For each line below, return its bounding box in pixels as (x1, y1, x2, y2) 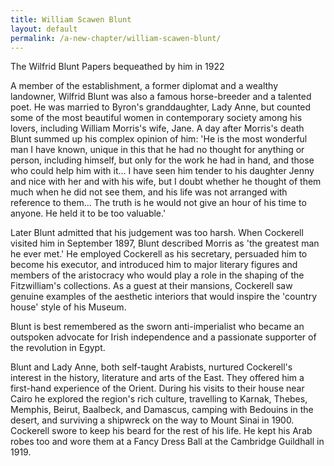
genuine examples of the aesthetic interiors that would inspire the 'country (10, 291, 317, 303)
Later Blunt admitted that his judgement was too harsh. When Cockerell (10, 227, 304, 239)
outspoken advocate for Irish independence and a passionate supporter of (10, 331, 317, 343)
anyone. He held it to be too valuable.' (10, 207, 167, 220)
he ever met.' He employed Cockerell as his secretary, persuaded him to (10, 248, 308, 260)
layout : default (10, 24, 78, 34)
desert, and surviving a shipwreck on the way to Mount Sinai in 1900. (10, 414, 295, 426)
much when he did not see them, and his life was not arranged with (10, 186, 288, 198)
